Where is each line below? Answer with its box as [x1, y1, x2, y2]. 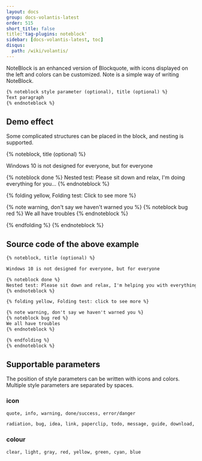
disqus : [6, 43, 26, 49]
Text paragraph [6, 94, 44, 100]
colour [6, 435, 26, 444]
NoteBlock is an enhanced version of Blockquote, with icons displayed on [6, 64, 188, 72]
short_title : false [6, 25, 55, 32]
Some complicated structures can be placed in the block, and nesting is [6, 133, 184, 140]
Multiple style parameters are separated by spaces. [6, 382, 134, 389]
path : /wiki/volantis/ [11, 48, 69, 54]
